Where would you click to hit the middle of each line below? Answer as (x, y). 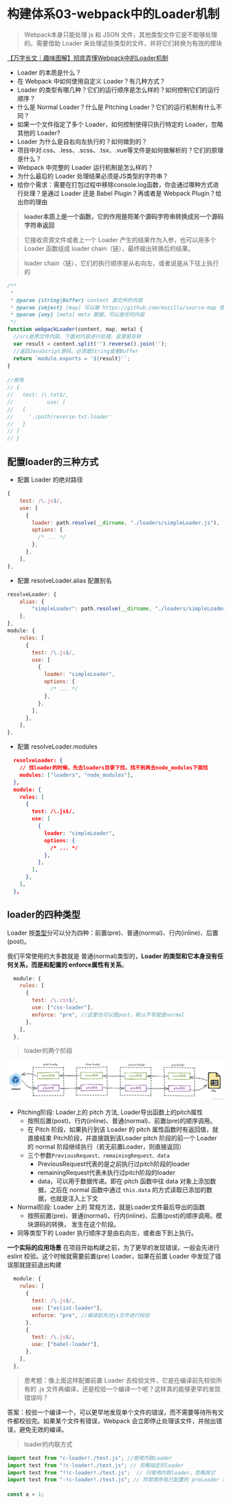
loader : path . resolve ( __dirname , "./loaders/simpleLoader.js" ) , (126, 523)
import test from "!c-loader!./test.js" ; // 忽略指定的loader (96, 1465)
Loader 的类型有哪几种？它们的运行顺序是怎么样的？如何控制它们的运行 (118, 90)
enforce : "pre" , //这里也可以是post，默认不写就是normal (108, 1015)
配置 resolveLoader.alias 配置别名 (64, 580)
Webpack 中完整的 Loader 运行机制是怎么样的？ (85, 167)
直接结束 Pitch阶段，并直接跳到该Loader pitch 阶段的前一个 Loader (122, 1138)
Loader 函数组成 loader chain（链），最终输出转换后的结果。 (109, 248)
